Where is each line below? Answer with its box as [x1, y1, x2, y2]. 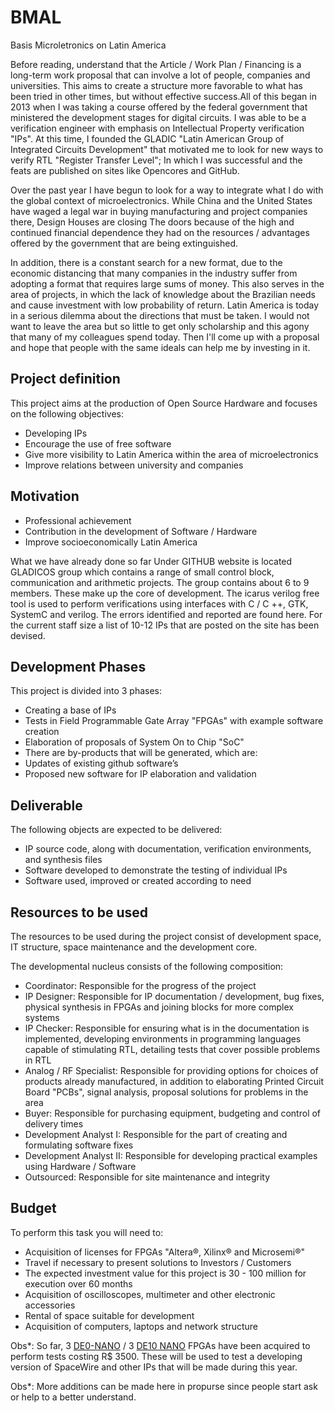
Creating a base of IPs [24, 704, 117, 716]
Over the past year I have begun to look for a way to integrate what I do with [10, 184, 324, 196]
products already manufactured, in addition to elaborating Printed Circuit [24, 1076, 325, 1087]
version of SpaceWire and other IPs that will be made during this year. [10, 1361, 298, 1373]
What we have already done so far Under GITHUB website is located [10, 555, 293, 567]
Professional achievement [24, 514, 132, 526]
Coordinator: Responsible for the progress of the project [24, 980, 257, 991]
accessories [24, 1299, 76, 1311]
